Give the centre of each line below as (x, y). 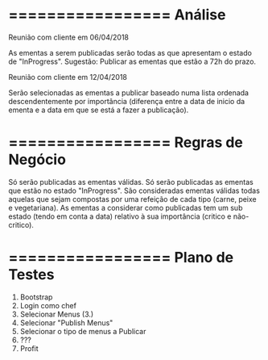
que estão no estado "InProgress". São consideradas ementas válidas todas (134, 190)
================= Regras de (126, 142)
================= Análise (117, 15)
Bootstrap (36, 297)
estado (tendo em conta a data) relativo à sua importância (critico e (120, 216)
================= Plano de (121, 258)
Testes (31, 275)
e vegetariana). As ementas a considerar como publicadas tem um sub (126, 207)
